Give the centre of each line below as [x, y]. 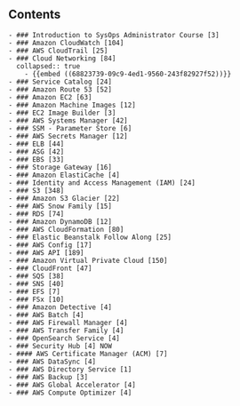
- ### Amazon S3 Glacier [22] [64, 198]
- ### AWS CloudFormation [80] [66, 229]
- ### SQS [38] [36, 276]
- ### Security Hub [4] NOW [60, 346]
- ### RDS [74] [36, 214]
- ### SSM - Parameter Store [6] [70, 128]
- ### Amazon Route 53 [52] [60, 89]
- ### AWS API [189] [47, 252]
